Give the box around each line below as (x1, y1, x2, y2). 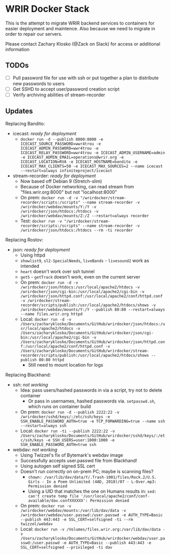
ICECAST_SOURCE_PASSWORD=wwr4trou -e (20, 141, 101, 146)
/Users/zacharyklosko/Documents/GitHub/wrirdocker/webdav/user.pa (20, 536, 165, 541)
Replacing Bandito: (5, 120, 45, 126)
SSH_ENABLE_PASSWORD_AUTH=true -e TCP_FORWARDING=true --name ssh (20, 418, 165, 424)
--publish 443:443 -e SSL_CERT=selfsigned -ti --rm (20, 517, 133, 522)
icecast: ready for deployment (12, 130, 77, 136)
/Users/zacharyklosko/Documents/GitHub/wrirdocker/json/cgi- (20, 330, 154, 335)
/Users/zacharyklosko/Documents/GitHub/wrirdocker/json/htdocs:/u (20, 321, 165, 327)
